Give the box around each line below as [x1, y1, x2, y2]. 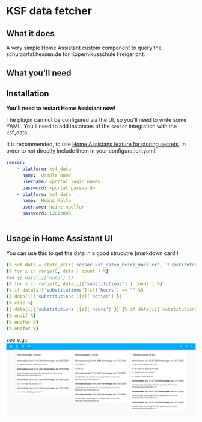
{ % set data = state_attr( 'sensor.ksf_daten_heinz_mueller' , [6, 262, 163, 268]
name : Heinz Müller [22, 198, 74, 204]
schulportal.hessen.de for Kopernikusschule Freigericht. [6, 51, 145, 58]
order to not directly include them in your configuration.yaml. [6, 147, 157, 154]
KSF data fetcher [6, 4, 92, 18]
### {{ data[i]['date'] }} [6, 274, 74, 281]
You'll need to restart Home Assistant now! [6, 104, 116, 112]
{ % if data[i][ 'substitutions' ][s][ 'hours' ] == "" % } [6, 288, 144, 294]
